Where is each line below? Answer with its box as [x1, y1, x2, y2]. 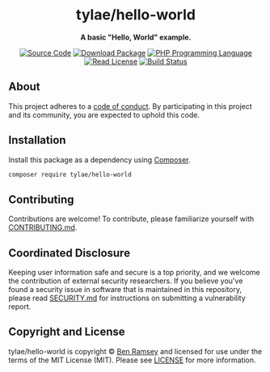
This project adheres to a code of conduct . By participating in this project [8, 101, 252, 111]
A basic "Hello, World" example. [80, 32, 192, 42]
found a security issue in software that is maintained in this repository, [8, 285, 243, 295]
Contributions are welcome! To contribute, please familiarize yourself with [8, 214, 255, 224]
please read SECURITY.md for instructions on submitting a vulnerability [8, 293, 247, 303]
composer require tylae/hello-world [8, 170, 132, 178]
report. [8, 302, 32, 311]
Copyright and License [8, 325, 125, 339]
